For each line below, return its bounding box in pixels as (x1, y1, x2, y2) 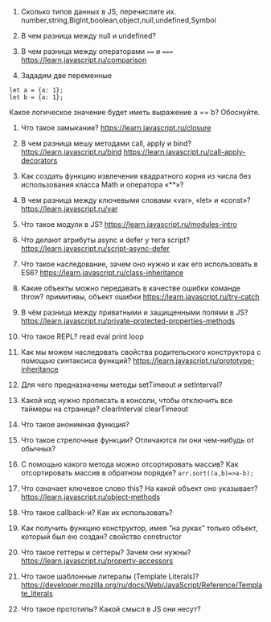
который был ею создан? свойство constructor (20, 532, 182, 542)
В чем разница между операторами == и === (20, 47, 174, 56)
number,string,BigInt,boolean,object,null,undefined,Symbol (20, 15, 216, 25)
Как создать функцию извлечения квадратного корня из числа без (20, 171, 252, 180)
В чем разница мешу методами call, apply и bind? (20, 138, 192, 148)
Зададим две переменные (20, 71, 112, 80)
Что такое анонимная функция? (20, 420, 129, 429)
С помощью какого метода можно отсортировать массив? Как (20, 459, 239, 469)
